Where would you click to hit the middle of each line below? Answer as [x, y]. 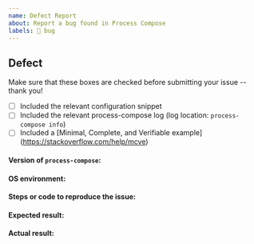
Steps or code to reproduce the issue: [72, 197]
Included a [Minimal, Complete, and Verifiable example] [111, 133]
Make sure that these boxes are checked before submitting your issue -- [127, 82]
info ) [58, 124]
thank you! [26, 91]
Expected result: [36, 215]
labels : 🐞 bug [32, 30]
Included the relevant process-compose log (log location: [114, 115]
